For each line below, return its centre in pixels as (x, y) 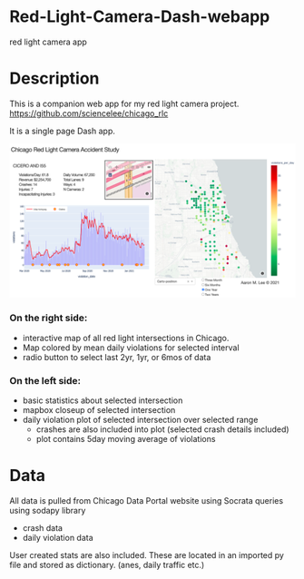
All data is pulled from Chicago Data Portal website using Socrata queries (147, 501)
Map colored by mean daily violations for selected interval (131, 348)
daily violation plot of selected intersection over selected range (140, 420)
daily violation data (58, 538)
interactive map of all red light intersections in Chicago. (126, 338)
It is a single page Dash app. (62, 131)
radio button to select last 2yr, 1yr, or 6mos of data (117, 357)
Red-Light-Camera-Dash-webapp (140, 17)
